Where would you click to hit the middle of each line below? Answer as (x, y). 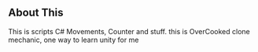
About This (36, 13)
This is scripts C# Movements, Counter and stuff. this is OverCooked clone (129, 31)
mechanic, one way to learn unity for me (74, 40)
